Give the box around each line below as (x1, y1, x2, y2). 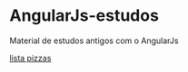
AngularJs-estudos (9, 5, 159, 26)
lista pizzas (9, 52, 52, 63)
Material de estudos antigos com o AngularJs (9, 35, 179, 46)
